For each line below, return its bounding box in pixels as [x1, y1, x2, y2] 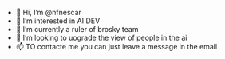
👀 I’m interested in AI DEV [15, 16, 101, 26]
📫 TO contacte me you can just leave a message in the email [15, 42, 218, 51]
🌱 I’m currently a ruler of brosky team [15, 25, 139, 33]
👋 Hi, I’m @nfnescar [15, 8, 82, 17]
